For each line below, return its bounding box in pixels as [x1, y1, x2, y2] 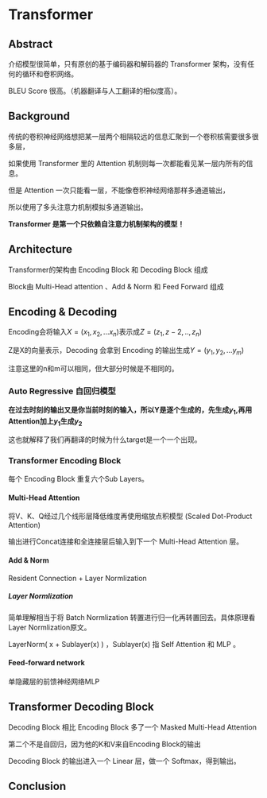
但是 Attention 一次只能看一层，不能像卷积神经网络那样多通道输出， [8, 185, 230, 195]
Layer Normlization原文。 [8, 622, 91, 632]
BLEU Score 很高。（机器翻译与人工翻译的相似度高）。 [8, 86, 182, 95]
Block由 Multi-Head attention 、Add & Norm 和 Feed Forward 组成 [8, 281, 224, 291]
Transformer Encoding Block [8, 455, 122, 466]
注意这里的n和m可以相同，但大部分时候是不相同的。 [8, 364, 179, 374]
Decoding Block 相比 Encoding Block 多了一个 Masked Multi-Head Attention [8, 722, 257, 732]
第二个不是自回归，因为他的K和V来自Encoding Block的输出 [8, 739, 201, 749]
